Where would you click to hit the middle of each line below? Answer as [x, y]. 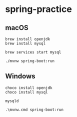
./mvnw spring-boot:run [30, 61]
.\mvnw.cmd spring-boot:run [34, 109]
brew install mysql [25, 43]
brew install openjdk [28, 39]
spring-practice [39, 9]
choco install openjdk [29, 88]
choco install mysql [27, 92]
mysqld [12, 101]
